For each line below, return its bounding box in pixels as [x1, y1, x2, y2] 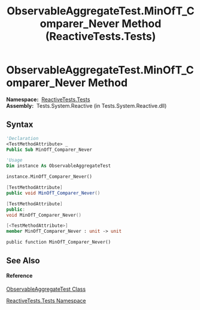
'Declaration [6, 135, 39, 141]
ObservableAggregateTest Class [6, 285, 86, 293]
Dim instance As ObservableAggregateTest [6, 163, 111, 169]
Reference [6, 272, 33, 279]
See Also [6, 256, 40, 266]
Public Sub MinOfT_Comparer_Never [6, 147, 93, 153]
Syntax [6, 120, 34, 130]
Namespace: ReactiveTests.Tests [6, 96, 90, 103]
